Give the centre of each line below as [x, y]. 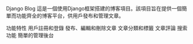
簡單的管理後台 [35, 35]
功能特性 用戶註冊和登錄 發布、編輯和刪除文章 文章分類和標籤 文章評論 [91, 28]
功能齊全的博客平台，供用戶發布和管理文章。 [70, 16]
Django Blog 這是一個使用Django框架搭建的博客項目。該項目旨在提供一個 [94, 8]
